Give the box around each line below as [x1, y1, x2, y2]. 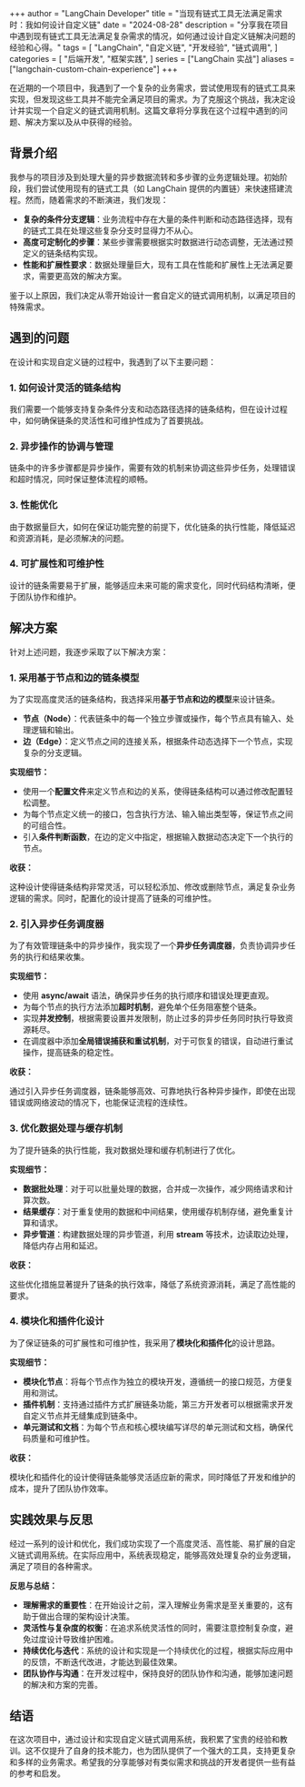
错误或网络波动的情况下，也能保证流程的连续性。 [9, 1097, 192, 1108]
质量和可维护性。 [30, 1432, 95, 1444]
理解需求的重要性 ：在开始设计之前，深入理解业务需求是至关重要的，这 [22, 1600, 286, 1610]
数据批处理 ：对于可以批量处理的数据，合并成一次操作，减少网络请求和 [22, 1183, 286, 1194]
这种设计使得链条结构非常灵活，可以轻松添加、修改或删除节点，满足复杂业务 [9, 881, 296, 892]
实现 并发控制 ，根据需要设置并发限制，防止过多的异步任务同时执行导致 [22, 1013, 286, 1024]
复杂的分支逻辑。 [22, 747, 87, 758]
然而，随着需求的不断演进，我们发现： [25, 194, 169, 205]
